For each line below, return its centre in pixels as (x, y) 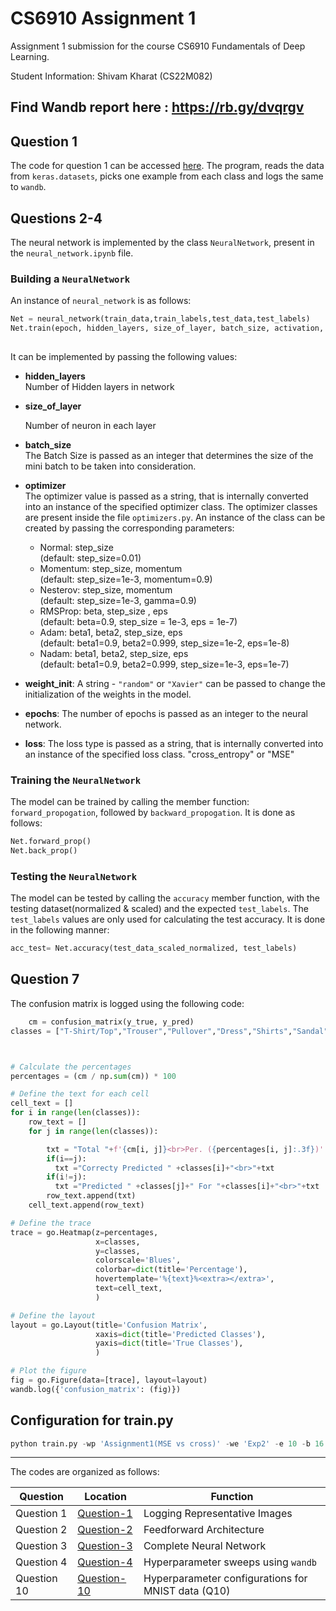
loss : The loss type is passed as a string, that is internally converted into (174, 743)
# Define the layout (53, 1315)
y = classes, (118, 1251)
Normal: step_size (76, 547)
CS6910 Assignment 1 (103, 18)
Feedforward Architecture (204, 1530)
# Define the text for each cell (80, 1094)
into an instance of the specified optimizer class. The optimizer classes (171, 506)
